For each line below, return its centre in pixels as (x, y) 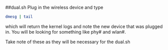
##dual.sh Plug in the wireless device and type (54, 7)
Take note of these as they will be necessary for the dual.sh (68, 42)
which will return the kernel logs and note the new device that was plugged (84, 26)
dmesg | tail (19, 17)
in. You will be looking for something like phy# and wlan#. (66, 32)
